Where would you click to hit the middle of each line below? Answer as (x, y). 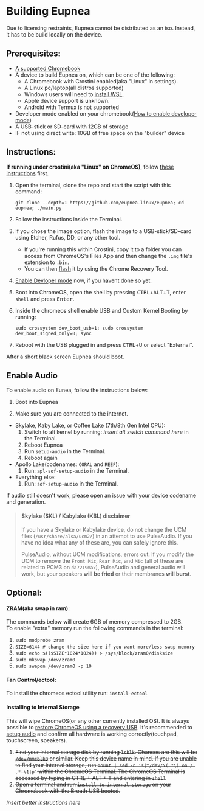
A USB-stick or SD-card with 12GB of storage (72, 127)
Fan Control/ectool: (31, 680)
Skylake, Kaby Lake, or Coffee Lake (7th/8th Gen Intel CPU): (90, 426)
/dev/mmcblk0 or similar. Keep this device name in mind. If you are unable (106, 758)
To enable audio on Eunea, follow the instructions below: (77, 390)
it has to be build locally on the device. (54, 34)
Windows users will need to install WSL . (74, 94)
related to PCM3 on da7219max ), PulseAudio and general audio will (103, 567)
